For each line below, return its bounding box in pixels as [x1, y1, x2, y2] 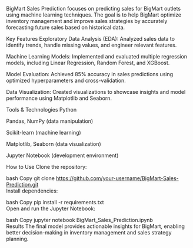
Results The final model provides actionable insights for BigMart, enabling [6, 223, 185, 230]
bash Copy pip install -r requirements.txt [6, 199, 104, 205]
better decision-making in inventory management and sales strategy [6, 229, 172, 236]
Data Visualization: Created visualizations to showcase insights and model [6, 89, 186, 95]
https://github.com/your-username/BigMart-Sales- [55, 175, 179, 182]
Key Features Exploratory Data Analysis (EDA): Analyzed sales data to [6, 35, 175, 42]
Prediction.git [6, 181, 39, 188]
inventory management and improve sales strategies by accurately [6, 18, 168, 24]
